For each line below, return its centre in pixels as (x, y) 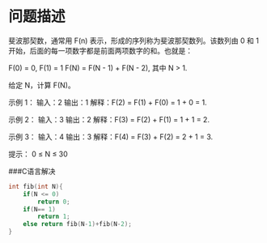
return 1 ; (54, 217)
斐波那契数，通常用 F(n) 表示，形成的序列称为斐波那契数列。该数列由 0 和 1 (133, 40)
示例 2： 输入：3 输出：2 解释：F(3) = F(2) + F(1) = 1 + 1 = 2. (109, 119)
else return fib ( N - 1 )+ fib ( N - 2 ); (77, 224)
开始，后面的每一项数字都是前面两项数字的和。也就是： (100, 50)
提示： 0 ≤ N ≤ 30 (38, 154)
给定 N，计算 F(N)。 (42, 85)
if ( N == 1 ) (40, 209)
